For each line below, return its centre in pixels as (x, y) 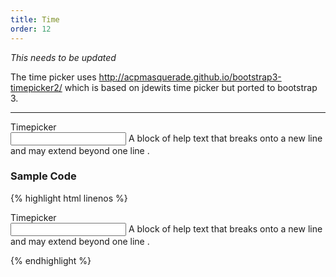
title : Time (35, 19)
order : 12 (31, 29)
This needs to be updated (63, 57)
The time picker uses (53, 77)
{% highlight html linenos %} (69, 198)
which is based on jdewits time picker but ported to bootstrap (191, 87)
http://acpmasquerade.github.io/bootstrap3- (190, 77)
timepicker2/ (36, 87)
